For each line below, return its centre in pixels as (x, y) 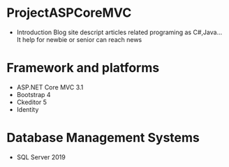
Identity (28, 109)
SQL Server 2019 (41, 157)
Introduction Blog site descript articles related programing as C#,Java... (119, 32)
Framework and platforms (83, 68)
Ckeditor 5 (31, 102)
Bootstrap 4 (34, 94)
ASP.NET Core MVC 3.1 (50, 87)
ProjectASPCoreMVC (69, 13)
